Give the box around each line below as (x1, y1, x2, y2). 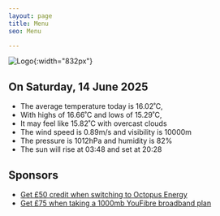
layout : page (8, 11, 53, 20)
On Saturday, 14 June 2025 (8, 80, 149, 93)
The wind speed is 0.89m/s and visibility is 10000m (19, 127, 192, 137)
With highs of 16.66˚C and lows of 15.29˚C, (19, 110, 162, 120)
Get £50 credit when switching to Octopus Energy (19, 190, 188, 199)
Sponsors (8, 168, 58, 182)
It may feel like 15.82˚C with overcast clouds (19, 119, 168, 128)
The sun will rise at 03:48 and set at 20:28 (19, 145, 162, 154)
